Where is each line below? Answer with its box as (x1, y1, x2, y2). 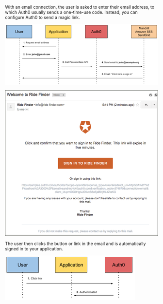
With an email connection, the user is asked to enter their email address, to (5, 4, 155, 10)
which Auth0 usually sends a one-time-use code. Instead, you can (5, 9, 138, 15)
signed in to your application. (5, 246, 63, 252)
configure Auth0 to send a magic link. (5, 15, 80, 20)
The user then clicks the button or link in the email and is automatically (5, 241, 146, 247)
